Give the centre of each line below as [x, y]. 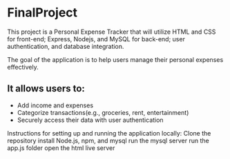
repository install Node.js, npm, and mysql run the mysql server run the [108, 140]
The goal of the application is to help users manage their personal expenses [115, 59]
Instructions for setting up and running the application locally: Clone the [109, 133]
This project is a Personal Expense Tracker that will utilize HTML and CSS [112, 32]
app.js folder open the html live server [61, 148]
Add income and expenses [55, 105]
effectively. [23, 67]
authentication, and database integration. [66, 46]
